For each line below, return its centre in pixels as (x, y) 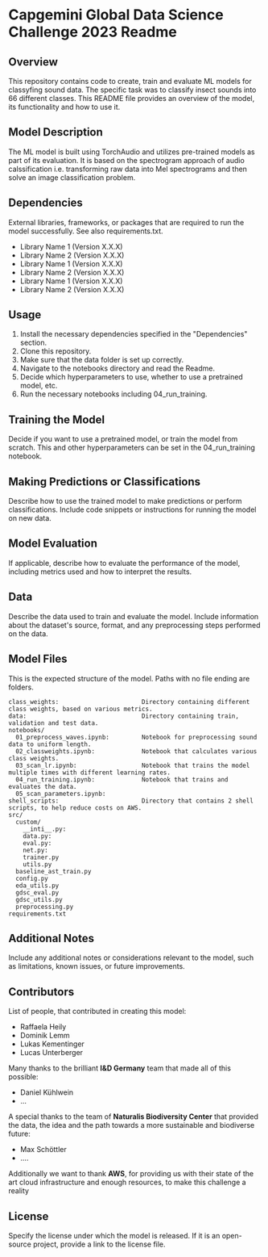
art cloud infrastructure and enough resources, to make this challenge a (128, 1182)
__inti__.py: (45, 829)
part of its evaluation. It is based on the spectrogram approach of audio (127, 160)
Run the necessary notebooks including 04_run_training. (113, 394)
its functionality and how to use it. (64, 107)
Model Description (56, 132)
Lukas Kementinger (52, 1044)
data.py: (37, 836)
